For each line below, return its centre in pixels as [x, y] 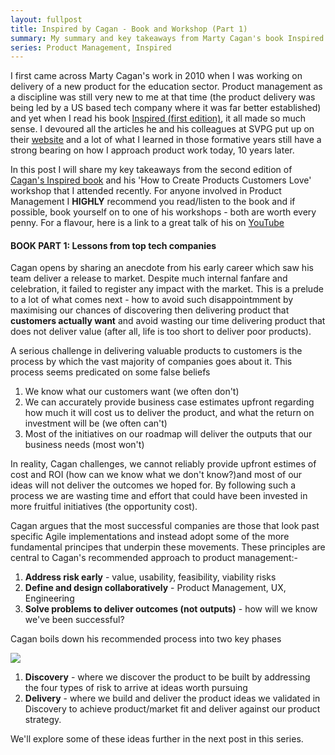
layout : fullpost [46, 19]
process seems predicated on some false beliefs [110, 372]
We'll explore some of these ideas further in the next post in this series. [157, 739]
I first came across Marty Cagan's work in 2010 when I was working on [156, 76]
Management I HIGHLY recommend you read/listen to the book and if [153, 202]
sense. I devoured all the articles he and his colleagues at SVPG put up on [162, 129]
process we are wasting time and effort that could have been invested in [159, 496]
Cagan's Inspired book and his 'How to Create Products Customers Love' [161, 180]
